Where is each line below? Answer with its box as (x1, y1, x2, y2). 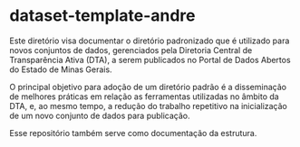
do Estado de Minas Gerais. (9, 64, 112, 75)
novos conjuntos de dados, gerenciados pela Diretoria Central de (9, 44, 253, 55)
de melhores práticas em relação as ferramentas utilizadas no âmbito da (9, 91, 279, 102)
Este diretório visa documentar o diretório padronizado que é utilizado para (9, 35, 290, 46)
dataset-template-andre (9, 5, 197, 26)
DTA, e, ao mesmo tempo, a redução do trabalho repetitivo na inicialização (9, 100, 288, 111)
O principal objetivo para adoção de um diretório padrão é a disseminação (9, 81, 287, 92)
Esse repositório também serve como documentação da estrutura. (9, 127, 257, 138)
